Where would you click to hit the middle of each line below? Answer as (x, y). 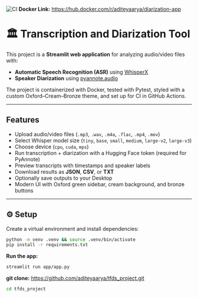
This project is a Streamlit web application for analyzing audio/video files (95, 54)
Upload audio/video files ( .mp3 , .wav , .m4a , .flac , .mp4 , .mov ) (87, 134)
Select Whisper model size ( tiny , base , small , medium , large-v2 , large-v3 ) (103, 140)
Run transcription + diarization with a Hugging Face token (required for (100, 153)
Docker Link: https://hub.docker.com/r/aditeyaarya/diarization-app (100, 9)
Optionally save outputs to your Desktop (63, 178)
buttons (24, 190)
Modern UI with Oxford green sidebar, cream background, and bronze (100, 184)
